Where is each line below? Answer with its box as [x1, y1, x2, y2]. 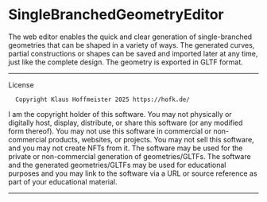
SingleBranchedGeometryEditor [8, 6, 224, 24]
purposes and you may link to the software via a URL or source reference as [8, 169, 257, 178]
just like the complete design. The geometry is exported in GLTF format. [8, 57, 244, 67]
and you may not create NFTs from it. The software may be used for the [8, 143, 243, 153]
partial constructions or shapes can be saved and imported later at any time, [8, 49, 258, 58]
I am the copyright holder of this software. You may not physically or [8, 109, 232, 118]
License [8, 80, 34, 89]
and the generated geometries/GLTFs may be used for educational [8, 160, 226, 169]
